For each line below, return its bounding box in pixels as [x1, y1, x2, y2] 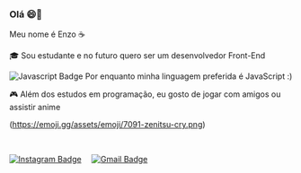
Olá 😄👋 [9, 8, 43, 21]
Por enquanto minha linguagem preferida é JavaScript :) [84, 71, 293, 82]
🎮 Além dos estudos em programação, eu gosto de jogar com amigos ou [9, 89, 281, 99]
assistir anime [9, 102, 61, 113]
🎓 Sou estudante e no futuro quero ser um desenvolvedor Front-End [9, 50, 266, 61]
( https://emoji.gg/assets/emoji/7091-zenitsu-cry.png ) [9, 119, 206, 130]
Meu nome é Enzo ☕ [9, 29, 85, 39]
